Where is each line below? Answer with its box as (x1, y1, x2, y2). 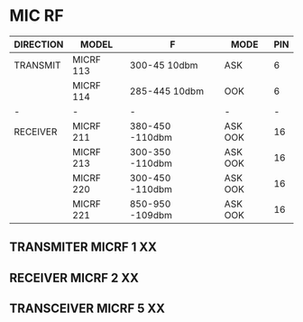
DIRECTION (14, 38, 64, 51)
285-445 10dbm (129, 85, 205, 97)
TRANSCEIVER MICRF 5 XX (9, 301, 165, 317)
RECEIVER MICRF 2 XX (9, 270, 140, 285)
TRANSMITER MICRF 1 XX (9, 240, 158, 255)
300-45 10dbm (129, 59, 198, 71)
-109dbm (129, 208, 173, 221)
